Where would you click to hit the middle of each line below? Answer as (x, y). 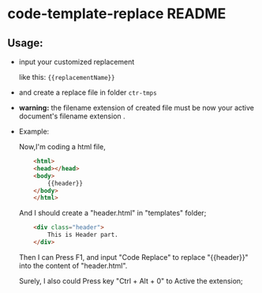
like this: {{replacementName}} (67, 77)
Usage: (26, 43)
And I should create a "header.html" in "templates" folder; (112, 213)
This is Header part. (83, 235)
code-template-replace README (117, 14)
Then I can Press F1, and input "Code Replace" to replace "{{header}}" (134, 257)
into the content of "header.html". (73, 265)
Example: (34, 131)
